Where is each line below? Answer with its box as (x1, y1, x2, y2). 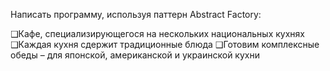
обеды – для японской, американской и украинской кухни (10, 49, 260, 61)
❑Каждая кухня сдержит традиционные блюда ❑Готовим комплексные (10, 39, 320, 50)
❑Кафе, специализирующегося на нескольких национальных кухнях (10, 28, 305, 39)
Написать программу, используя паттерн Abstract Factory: (10, 9, 262, 20)
